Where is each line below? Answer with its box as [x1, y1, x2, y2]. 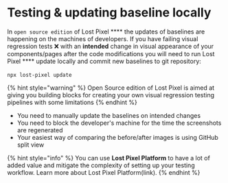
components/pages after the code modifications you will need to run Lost [7, 49, 215, 58]
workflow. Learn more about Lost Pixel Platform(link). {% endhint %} [7, 168, 201, 176]
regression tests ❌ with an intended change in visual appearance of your [7, 42, 214, 50]
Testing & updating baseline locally [7, 5, 212, 21]
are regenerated [16, 125, 63, 134]
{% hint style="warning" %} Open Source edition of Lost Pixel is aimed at [7, 84, 215, 92]
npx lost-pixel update [7, 71, 72, 78]
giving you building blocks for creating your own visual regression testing [7, 90, 215, 99]
